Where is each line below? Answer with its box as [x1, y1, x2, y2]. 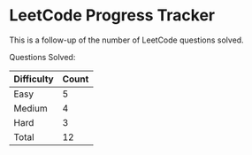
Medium [13, 102, 48, 114]
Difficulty [13, 73, 55, 85]
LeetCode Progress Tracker [9, 5, 215, 26]
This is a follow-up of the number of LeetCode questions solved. [9, 35, 245, 45]
